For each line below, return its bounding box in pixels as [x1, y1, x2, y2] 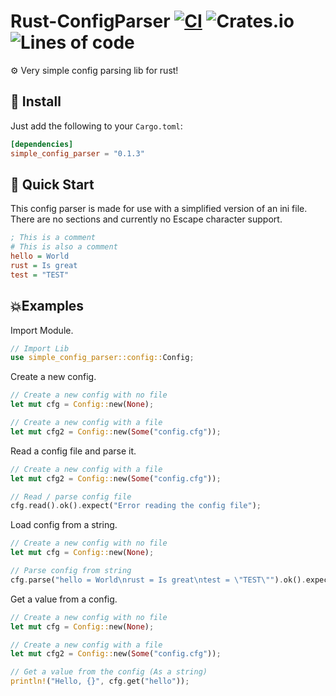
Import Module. [10, 324, 74, 336]
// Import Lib [10, 343, 70, 354]
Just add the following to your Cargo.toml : [10, 120, 183, 132]
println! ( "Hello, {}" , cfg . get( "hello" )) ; [10, 676, 190, 687]
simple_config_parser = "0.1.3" [10, 148, 145, 159]
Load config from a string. [10, 519, 118, 531]
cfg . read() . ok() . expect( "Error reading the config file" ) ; [10, 501, 262, 511]
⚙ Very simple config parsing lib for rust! [10, 64, 179, 76]
